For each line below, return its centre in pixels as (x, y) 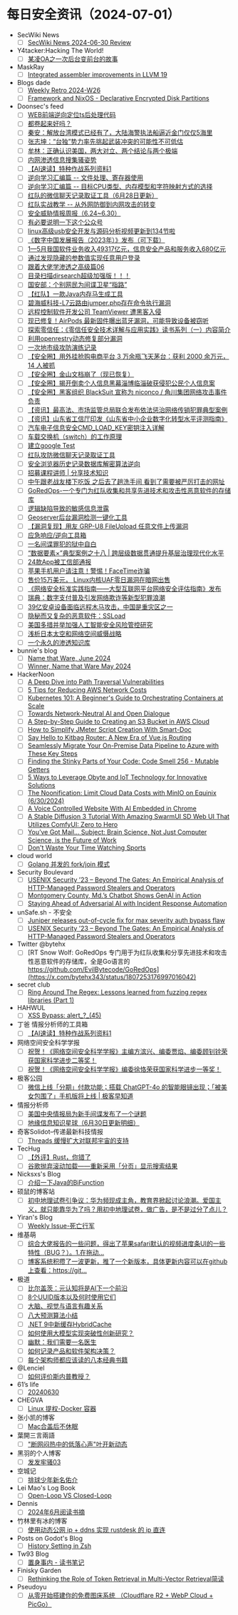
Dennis (27, 1504)
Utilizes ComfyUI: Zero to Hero (73, 824)
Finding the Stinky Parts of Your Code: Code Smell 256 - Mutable (123, 761)
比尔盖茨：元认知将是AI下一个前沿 (77, 1288)
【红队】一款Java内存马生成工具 (75, 294)
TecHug (29, 1148)
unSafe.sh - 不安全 (45, 912)
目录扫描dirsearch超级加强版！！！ (79, 276)
